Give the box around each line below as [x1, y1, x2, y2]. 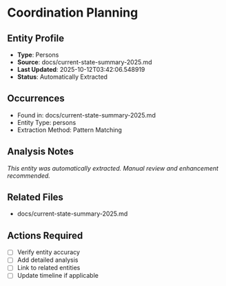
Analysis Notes [7, 146, 74, 158]
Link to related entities [17, 264, 81, 272]
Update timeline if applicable [17, 271, 99, 280]
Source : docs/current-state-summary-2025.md [17, 58, 153, 66]
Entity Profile [7, 32, 64, 44]
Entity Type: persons [17, 118, 76, 126]
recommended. [7, 171, 50, 180]
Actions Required [7, 229, 83, 241]
